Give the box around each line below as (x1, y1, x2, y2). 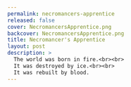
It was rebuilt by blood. (13, 69, 90, 76)
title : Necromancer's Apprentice (7, 36, 106, 43)
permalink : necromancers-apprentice (7, 10, 115, 18)
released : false (7, 17, 55, 24)
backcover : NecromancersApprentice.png (7, 29, 125, 37)
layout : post (7, 43, 46, 50)
